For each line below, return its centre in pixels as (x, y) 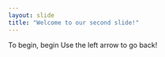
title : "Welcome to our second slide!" (74, 23)
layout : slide (32, 15)
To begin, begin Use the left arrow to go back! (83, 45)
